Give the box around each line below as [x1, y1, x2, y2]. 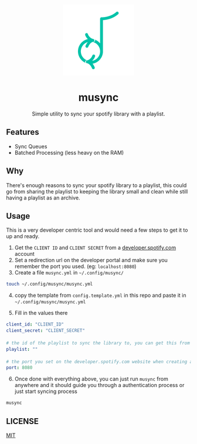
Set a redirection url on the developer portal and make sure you [14, 257, 168, 264]
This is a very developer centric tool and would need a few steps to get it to [6, 226, 188, 233]
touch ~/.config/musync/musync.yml [6, 281, 93, 287]
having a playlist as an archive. [6, 194, 80, 201]
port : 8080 [6, 365, 33, 371]
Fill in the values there [14, 310, 68, 317]
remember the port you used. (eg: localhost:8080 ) [14, 263, 137, 270]
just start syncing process [14, 388, 77, 395]
